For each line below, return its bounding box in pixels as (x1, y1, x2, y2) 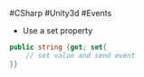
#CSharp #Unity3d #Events (9, 8, 112, 18)
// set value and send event (25, 51, 136, 60)
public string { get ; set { (9, 43, 107, 52)
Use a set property (22, 25, 93, 35)
